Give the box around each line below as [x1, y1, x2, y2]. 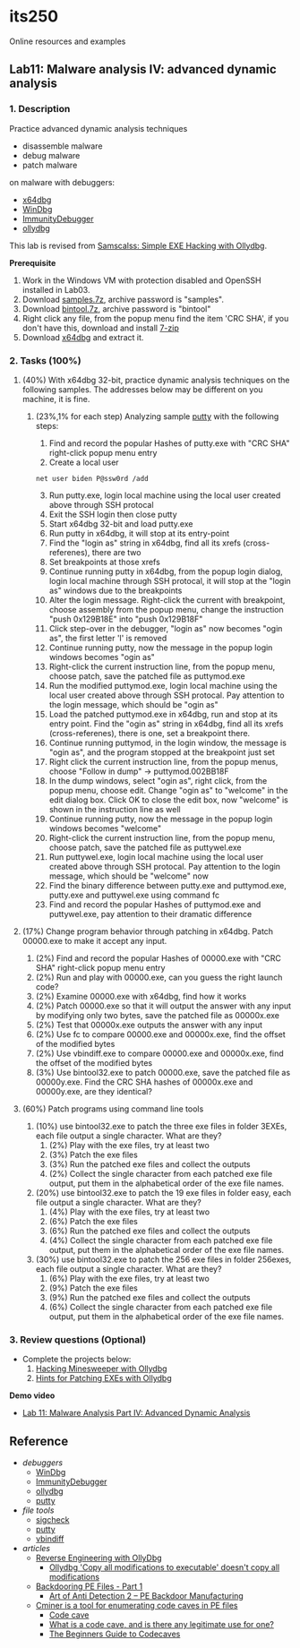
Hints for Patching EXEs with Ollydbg [35, 1373, 172, 1384]
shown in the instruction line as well [48, 803, 181, 814]
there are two [91, 546, 141, 557]
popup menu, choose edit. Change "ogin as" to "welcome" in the [48, 785, 288, 795]
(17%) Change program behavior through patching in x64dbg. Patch [21, 925, 274, 937]
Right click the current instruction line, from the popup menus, [48, 756, 279, 767]
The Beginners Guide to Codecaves [48, 1628, 181, 1640]
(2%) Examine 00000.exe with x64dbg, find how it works [35, 991, 247, 1001]
